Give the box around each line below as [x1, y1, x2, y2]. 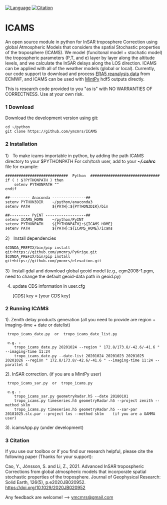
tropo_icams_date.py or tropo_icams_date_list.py [7, 331, 117, 336]
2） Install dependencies [5, 235, 56, 241]
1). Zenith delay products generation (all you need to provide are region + [5, 316, 156, 322]
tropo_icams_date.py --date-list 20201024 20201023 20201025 [14, 353, 144, 358]
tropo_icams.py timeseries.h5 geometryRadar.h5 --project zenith [14, 398, 153, 403]
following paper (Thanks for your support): [5, 453, 93, 460]
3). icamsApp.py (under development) [5, 424, 84, 430]
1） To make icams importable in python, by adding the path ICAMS [5, 153, 144, 159]
